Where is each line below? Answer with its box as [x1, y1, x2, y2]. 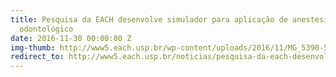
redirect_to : [10, 52, 65, 62]
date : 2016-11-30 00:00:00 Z [10, 33, 132, 43]
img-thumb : [10, 42, 56, 53]
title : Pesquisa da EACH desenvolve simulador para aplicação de [10, 14, 288, 25]
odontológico [19, 24, 74, 34]
